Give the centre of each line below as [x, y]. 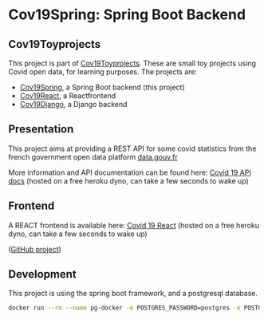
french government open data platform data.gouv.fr [93, 156]
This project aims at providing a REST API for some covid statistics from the [132, 148]
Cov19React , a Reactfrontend [68, 96]
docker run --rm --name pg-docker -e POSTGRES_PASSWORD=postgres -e [124, 308]
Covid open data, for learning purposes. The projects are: [103, 72]
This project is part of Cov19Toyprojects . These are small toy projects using [132, 63]
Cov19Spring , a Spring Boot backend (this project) [102, 87]
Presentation [41, 129]
